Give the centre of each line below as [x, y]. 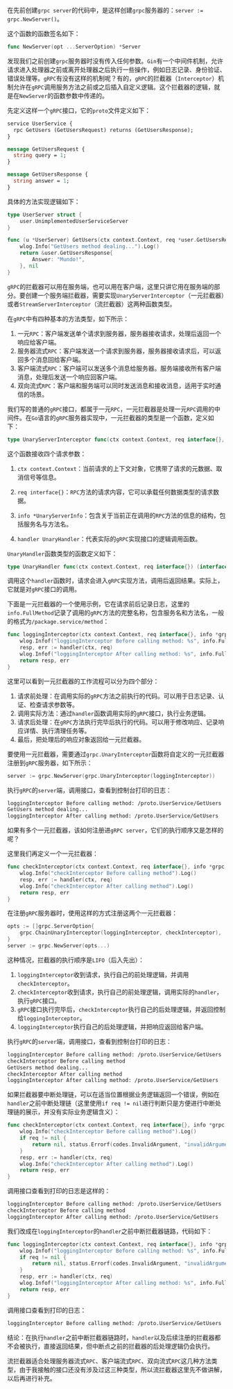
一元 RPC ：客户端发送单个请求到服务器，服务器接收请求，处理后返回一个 [119, 333]
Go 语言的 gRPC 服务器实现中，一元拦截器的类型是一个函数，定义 [120, 417]
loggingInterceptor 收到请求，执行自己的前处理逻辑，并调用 [103, 974]
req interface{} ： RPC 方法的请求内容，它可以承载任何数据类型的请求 [115, 492]
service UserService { [40, 124]
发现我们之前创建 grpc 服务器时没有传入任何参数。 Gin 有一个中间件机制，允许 [115, 60]
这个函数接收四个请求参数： [47, 454]
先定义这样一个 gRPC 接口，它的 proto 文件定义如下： [79, 110]
